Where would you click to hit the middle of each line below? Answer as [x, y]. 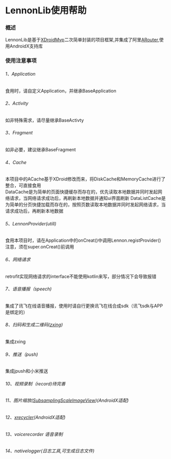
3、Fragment [19, 133]
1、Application [20, 74]
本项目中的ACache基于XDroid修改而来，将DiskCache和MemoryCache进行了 [85, 179]
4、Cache [16, 162]
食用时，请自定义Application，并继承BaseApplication [61, 90]
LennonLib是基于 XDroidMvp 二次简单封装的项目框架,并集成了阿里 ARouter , [82, 40]
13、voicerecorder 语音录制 [34, 434]
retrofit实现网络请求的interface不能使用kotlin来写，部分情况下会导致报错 [81, 276]
